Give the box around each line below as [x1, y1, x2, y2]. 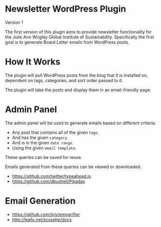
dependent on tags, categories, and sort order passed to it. [5, 77, 123, 83]
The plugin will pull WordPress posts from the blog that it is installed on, [5, 72, 148, 78]
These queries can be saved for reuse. [5, 154, 82, 160]
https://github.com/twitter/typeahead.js [12, 173, 91, 179]
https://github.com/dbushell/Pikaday [12, 178, 85, 184]
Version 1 [5, 19, 23, 25]
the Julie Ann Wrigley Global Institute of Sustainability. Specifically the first [5, 34, 154, 40]
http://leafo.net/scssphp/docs [12, 216, 72, 222]
